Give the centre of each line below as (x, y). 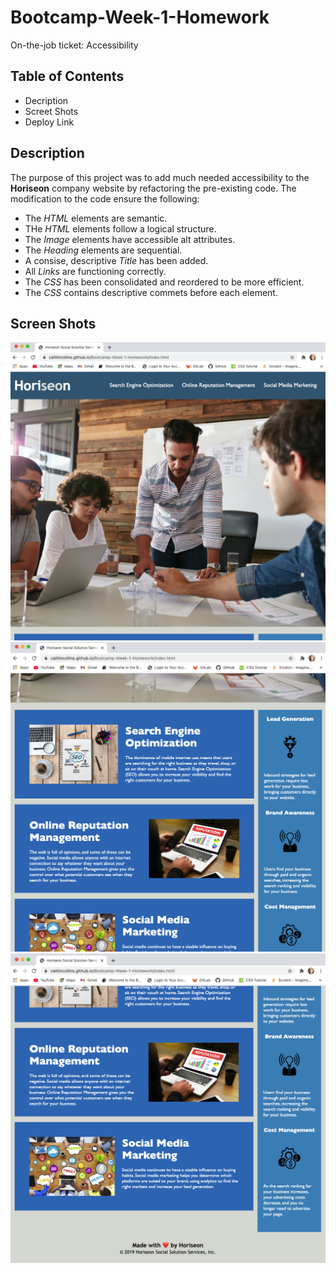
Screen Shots (53, 323)
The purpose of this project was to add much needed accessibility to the (160, 177)
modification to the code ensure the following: (105, 198)
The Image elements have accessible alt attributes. (130, 239)
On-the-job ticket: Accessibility (74, 45)
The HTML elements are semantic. (96, 218)
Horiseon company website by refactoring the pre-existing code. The (153, 188)
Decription (46, 100)
